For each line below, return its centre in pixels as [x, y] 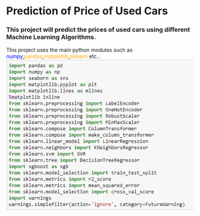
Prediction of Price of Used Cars [87, 11]
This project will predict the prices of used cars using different [98, 30]
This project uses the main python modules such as [69, 50]
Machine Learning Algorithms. [51, 37]
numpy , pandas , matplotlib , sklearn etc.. [53, 56]
